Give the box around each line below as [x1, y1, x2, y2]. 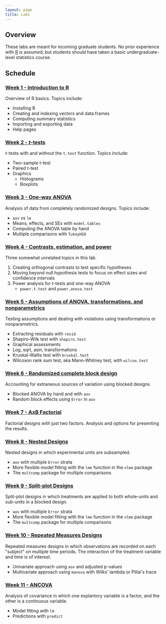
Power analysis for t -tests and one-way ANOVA [12, 280, 110, 286]
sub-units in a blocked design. [5, 499, 67, 505]
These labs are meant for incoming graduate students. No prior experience [5, 44, 159, 50]
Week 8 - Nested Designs [5, 438, 68, 445]
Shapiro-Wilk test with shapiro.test [12, 336, 86, 342]
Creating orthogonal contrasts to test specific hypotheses [12, 264, 131, 270]
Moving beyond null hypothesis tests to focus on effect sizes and [12, 269, 146, 275]
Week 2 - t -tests [5, 139, 46, 146]
